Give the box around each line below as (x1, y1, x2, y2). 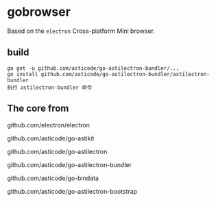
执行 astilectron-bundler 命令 (7, 84, 93, 91)
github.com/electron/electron (7, 121, 91, 129)
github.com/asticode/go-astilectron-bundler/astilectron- (40, 71, 211, 77)
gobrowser (7, 4, 71, 20)
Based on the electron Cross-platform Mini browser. (7, 27, 156, 35)
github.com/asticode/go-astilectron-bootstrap (7, 187, 138, 195)
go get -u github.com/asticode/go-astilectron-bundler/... (7, 64, 180, 72)
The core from (7, 103, 69, 114)
